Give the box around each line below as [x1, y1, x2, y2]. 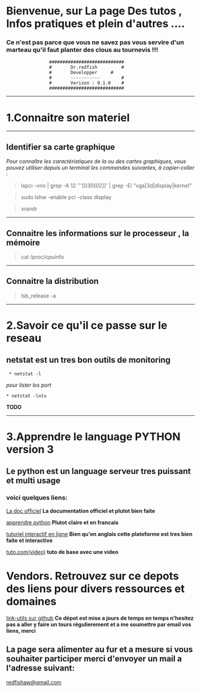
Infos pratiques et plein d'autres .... [6, 17, 185, 30]
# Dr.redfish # [48, 65, 124, 71]
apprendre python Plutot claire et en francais [6, 519, 118, 526]
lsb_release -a [20, 292, 56, 299]
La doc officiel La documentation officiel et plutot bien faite [6, 507, 156, 515]
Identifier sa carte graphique [6, 142, 115, 152]
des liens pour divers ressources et [6, 581, 185, 595]
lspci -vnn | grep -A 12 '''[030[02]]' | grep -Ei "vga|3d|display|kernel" [20, 182, 192, 189]
